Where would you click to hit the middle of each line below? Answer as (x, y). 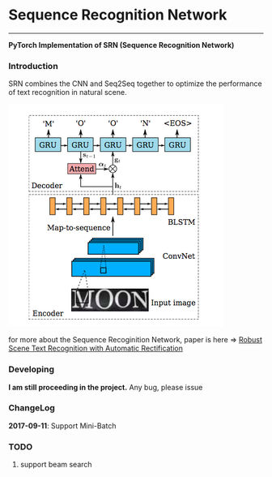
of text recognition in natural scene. (68, 92)
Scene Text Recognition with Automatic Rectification (96, 348)
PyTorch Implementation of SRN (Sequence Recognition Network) (121, 45)
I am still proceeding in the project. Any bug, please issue (106, 387)
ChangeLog (32, 408)
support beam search (56, 465)
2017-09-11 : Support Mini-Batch (62, 425)
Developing (32, 369)
